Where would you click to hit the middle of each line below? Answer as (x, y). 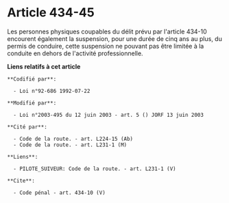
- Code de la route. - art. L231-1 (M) (70, 145)
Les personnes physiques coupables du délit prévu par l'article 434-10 (107, 31)
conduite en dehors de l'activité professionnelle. (75, 53)
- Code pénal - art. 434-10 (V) (60, 193)
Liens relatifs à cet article (44, 66)
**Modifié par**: (32, 103)
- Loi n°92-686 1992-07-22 (52, 91)
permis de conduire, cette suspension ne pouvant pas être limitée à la (106, 46)
